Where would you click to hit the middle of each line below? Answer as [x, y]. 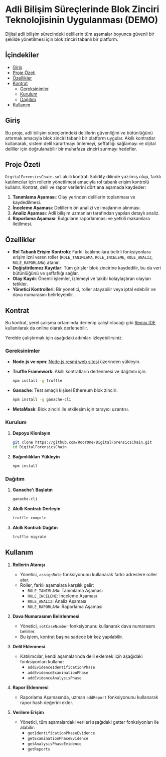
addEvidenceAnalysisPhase [54, 678]
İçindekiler [22, 55]
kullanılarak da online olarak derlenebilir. [47, 328]
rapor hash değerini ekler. [47, 702]
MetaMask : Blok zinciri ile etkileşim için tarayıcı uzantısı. [71, 409]
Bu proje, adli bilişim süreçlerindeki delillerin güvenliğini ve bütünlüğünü [79, 132]
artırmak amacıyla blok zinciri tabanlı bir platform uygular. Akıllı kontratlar [80, 138]
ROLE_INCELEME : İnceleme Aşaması [62, 596]
